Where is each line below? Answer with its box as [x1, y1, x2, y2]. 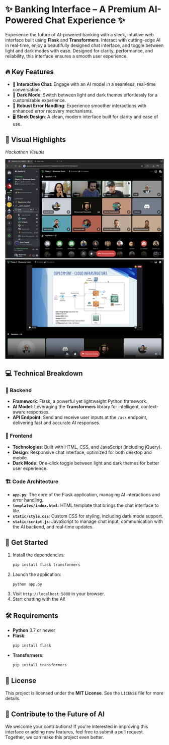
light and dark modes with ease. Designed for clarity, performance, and [5, 47, 153, 54]
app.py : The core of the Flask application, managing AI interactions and [12, 491, 160, 498]
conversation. [12, 86, 41, 92]
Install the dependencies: [12, 552, 65, 558]
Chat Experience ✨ [45, 15, 126, 26]
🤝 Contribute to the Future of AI [5, 710, 105, 719]
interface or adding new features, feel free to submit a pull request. [5, 728, 144, 735]
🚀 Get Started [5, 539, 48, 547]
